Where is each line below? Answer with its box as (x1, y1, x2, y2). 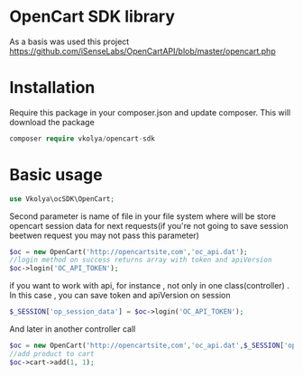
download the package (9, 116, 95, 127)
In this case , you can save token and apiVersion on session (9, 290, 231, 301)
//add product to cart (9, 349, 95, 358)
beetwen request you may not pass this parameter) (9, 230, 200, 241)
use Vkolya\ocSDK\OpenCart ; (9, 194, 115, 204)
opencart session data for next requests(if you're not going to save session (9, 220, 289, 231)
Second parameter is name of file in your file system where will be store (9, 210, 277, 222)
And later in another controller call (9, 324, 136, 334)
